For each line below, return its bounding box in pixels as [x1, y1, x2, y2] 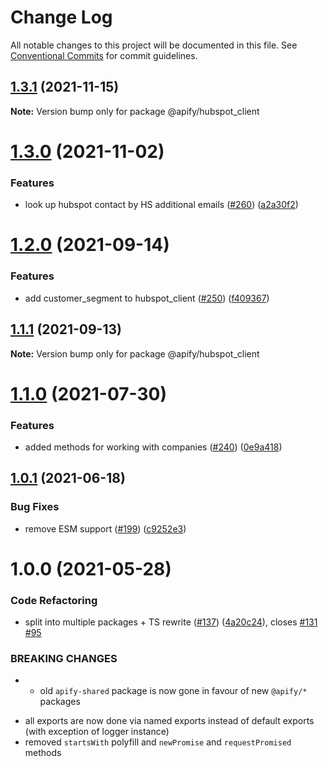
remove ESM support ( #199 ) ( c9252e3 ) [24, 522, 187, 535]
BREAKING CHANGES [10, 652, 118, 666]
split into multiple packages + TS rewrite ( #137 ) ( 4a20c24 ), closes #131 [24, 616, 318, 628]
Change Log [10, 6, 113, 29]
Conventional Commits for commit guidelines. [10, 49, 198, 61]
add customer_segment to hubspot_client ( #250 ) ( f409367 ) [24, 292, 270, 304]
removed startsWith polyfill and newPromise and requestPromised [24, 736, 292, 748]
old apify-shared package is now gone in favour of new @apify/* [39, 685, 308, 697]
